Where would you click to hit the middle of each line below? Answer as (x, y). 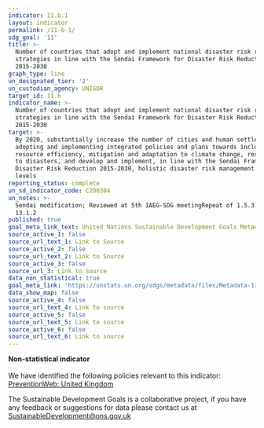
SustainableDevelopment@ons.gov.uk (70, 416)
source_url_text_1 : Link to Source (66, 242)
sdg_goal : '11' (33, 37)
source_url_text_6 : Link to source (66, 337)
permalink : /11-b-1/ (42, 30)
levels (26, 176)
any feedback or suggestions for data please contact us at (103, 408)
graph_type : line (37, 74)
